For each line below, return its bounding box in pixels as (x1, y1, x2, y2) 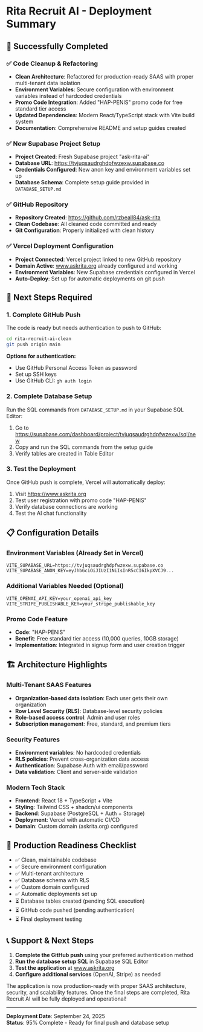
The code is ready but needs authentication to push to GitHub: (6, 324, 162, 332)
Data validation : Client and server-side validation (14, 769, 138, 776)
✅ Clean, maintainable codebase (14, 856, 97, 863)
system (14, 118, 34, 125)
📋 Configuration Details (6, 527, 99, 538)
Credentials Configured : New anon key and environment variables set (14, 166, 191, 173)
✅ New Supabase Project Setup (6, 139, 101, 147)
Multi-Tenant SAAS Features (6, 681, 92, 689)
